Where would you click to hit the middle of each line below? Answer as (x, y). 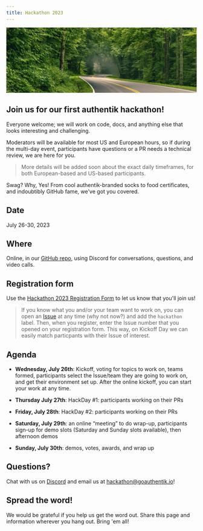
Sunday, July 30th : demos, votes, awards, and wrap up (85, 448)
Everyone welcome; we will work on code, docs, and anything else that (95, 124)
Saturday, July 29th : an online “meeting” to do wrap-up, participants (101, 423)
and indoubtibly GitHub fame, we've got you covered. (73, 191)
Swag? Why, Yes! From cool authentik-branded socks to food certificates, (98, 185)
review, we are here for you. (41, 155)
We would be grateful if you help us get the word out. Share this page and (98, 515)
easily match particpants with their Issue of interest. (85, 335)
